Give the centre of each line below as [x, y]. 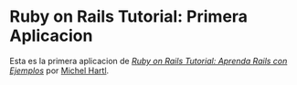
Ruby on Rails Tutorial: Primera [129, 17]
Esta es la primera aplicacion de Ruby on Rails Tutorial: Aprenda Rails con [148, 61]
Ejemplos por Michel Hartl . [59, 71]
